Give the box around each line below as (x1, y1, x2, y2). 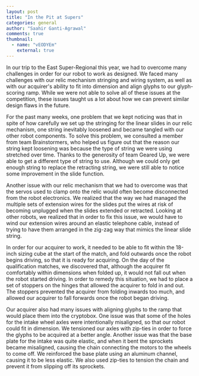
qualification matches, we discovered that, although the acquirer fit (6, 262, 170, 270)
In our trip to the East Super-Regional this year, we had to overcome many (6, 64, 187, 71)
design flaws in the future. (6, 102, 70, 109)
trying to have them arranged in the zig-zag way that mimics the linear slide (6, 225, 191, 233)
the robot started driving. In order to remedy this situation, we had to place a (6, 275, 193, 283)
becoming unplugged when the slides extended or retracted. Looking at (6, 206, 182, 214)
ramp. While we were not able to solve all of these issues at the (26, 89, 181, 96)
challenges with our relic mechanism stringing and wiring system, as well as (6, 76, 192, 83)
